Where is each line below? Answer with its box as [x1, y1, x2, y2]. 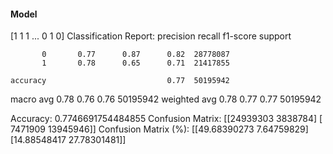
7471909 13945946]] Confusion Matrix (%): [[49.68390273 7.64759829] [10, 123, 309, 135]
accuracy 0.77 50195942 [10, 76, 230, 86]
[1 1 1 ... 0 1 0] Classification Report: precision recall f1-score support [10, 30, 292, 42]
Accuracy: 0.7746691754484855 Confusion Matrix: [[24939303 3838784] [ [10, 113, 323, 125]
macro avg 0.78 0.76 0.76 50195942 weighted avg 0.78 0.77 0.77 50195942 [10, 93, 322, 105]
